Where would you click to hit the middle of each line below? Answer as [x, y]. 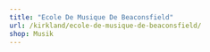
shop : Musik [31, 33]
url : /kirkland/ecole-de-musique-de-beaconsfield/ [105, 26]
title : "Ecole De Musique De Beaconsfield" [92, 17]
